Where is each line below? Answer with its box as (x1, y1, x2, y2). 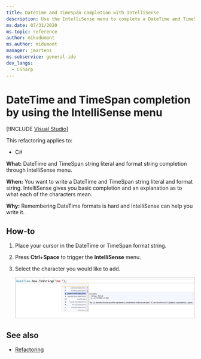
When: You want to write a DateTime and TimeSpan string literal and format (6, 178, 193, 185)
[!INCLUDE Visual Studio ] (6, 126, 69, 133)
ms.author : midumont (6, 41, 58, 47)
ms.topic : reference (6, 29, 58, 35)
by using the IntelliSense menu (6, 105, 163, 119)
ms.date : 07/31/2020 (6, 22, 58, 28)
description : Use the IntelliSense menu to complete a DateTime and (6, 16, 181, 22)
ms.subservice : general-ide (6, 54, 77, 60)
